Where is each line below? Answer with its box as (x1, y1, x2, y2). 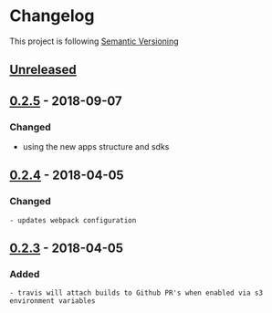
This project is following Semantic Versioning (9, 36, 180, 47)
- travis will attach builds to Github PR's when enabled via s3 (9, 288, 263, 297)
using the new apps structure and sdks (22, 141, 170, 152)
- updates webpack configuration (9, 215, 137, 224)
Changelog (9, 5, 95, 26)
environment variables (9, 297, 96, 306)
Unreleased (9, 62, 78, 78)
